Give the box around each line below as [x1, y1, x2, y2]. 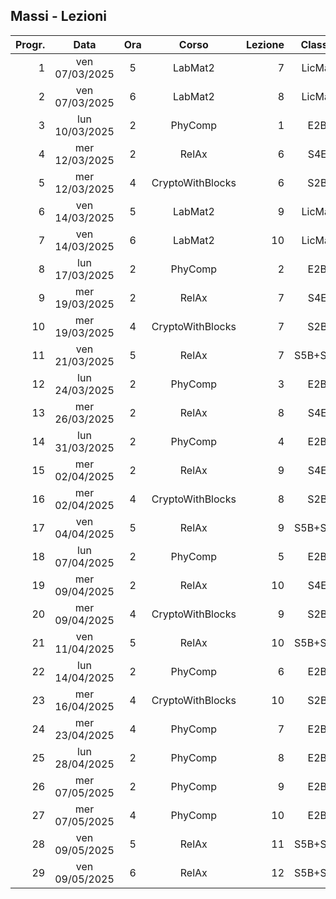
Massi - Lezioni [10, 8, 108, 25]
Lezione [245, 37, 285, 51]
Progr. [15, 37, 46, 51]
